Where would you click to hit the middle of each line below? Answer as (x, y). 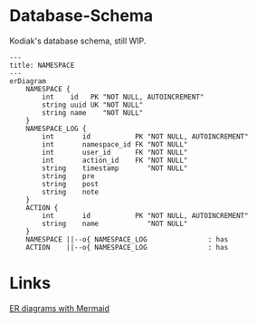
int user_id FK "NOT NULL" (115, 152)
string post (71, 184)
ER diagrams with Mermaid (60, 308)
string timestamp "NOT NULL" (115, 168)
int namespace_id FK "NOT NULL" (115, 144)
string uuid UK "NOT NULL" (93, 105)
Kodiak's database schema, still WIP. (78, 41)
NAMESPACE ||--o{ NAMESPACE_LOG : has (127, 239)
